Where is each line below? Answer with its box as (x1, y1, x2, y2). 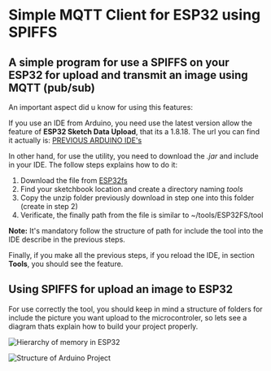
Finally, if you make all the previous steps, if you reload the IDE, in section (8, 251, 255, 260)
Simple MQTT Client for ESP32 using (8, 6, 261, 24)
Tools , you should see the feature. (8, 259, 124, 268)
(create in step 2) (20, 202, 79, 211)
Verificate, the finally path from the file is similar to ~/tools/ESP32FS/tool (20, 210, 264, 220)
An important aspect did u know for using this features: (8, 103, 194, 111)
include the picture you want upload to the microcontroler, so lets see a (8, 312, 247, 322)
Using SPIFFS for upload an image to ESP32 (8, 282, 234, 296)
